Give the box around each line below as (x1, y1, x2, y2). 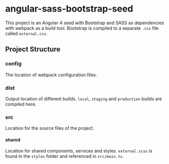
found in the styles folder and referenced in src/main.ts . (5, 153, 124, 159)
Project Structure (5, 45, 61, 53)
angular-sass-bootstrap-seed (5, 3, 134, 15)
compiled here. (5, 101, 37, 107)
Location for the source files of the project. (5, 125, 94, 131)
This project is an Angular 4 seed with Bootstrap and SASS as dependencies (5, 20, 164, 26)
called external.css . (5, 30, 48, 36)
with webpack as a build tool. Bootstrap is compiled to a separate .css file (5, 25, 159, 31)
